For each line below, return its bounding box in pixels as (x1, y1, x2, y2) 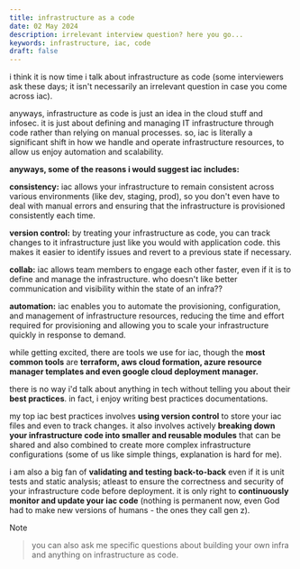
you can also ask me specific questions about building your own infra (31, 540, 290, 551)
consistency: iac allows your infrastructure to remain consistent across (9, 181, 275, 192)
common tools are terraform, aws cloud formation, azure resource (9, 357, 263, 368)
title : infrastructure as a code (9, 13, 135, 23)
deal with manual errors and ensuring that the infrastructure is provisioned (9, 200, 286, 212)
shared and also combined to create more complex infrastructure (9, 439, 251, 451)
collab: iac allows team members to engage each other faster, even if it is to (9, 264, 291, 275)
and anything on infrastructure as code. (31, 549, 178, 560)
